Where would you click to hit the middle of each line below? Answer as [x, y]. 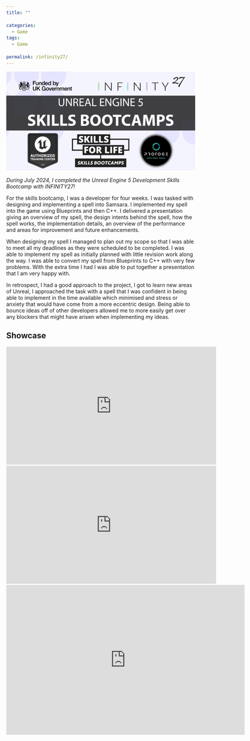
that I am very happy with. [38, 273]
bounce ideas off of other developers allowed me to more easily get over [96, 310]
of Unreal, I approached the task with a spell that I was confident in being [97, 291]
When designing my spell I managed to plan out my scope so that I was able [100, 241]
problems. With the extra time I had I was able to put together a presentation [100, 267]
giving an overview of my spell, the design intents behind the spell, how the [99, 217]
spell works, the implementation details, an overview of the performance [96, 223]
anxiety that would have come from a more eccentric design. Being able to [98, 304]
